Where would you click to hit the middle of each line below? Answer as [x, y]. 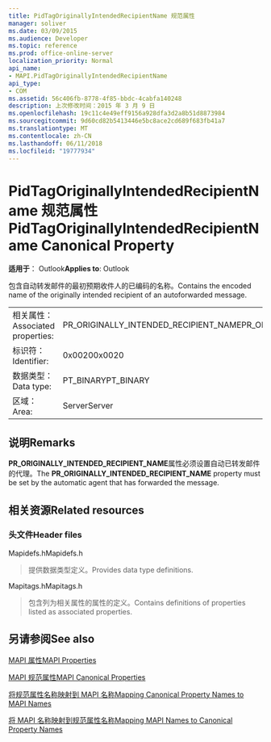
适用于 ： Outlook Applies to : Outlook [69, 269]
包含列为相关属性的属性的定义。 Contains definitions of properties [137, 602]
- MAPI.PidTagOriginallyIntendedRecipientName [88, 76]
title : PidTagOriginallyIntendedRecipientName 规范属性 [102, 16]
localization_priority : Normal [61, 61]
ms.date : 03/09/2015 [43, 31]
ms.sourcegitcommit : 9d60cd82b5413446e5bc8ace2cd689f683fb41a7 [117, 121]
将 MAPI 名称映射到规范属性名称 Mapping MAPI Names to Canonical [121, 720]
